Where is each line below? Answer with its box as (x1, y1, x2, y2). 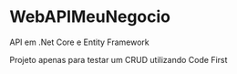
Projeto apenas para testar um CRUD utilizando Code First (9, 54, 228, 65)
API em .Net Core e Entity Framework (9, 37, 150, 48)
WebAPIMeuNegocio (9, 6, 171, 27)
